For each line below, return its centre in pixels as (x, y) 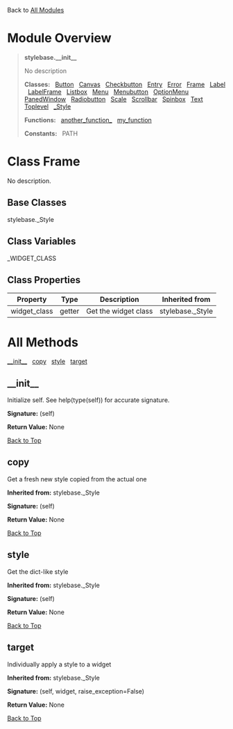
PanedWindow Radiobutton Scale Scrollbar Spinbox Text (113, 99)
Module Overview (60, 38)
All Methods (43, 342)
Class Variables (42, 242)
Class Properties (44, 280)
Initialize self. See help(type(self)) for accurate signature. (88, 400)
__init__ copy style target (48, 362)
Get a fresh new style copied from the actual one (77, 479)
